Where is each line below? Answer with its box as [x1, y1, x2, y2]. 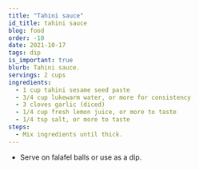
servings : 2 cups [8, 71, 66, 79]
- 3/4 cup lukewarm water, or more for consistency [15, 93, 192, 101]
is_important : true [8, 57, 74, 65]
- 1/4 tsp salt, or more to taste [15, 116, 130, 124]
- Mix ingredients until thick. [15, 130, 124, 138]
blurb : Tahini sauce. [8, 64, 81, 72]
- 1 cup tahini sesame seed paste [15, 85, 130, 94]
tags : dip [8, 49, 42, 57]
